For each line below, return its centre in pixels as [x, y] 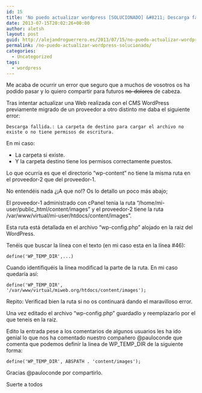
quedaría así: [22, 274]
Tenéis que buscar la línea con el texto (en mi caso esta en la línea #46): [96, 245]
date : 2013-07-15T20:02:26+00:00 [48, 23]
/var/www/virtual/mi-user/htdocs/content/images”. [69, 216]
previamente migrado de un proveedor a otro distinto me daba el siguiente [98, 110]
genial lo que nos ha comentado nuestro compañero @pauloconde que [94, 338]
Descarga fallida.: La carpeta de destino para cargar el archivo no [95, 127]
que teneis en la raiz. [32, 319]
